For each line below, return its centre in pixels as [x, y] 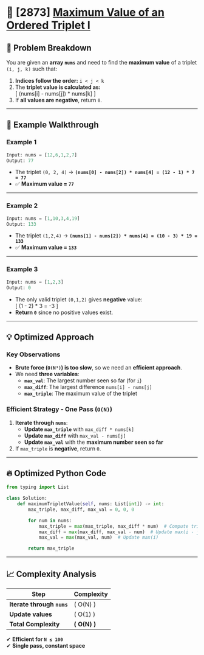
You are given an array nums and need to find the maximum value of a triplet [102, 62]
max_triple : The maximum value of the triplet [81, 394]
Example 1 [22, 142]
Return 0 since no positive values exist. [64, 312]
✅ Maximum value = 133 [46, 247]
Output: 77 [20, 161]
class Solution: [27, 499]
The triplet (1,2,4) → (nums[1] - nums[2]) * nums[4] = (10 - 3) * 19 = [106, 236]
